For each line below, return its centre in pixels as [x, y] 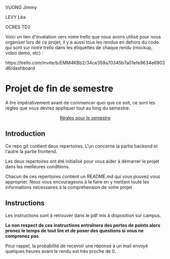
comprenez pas [22, 236]
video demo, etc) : [24, 53]
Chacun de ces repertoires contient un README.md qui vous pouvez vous [83, 176]
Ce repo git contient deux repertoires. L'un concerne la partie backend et [82, 146]
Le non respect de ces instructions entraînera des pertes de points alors [83, 225]
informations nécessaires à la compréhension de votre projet [69, 187]
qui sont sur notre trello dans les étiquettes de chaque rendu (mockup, [79, 47]
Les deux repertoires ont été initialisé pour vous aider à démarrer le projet [82, 161]
